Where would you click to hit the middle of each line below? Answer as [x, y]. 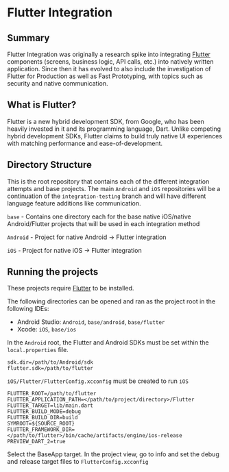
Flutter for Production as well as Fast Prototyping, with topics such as [105, 76]
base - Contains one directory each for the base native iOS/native [99, 216]
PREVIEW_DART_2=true [37, 442]
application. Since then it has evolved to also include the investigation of [109, 69]
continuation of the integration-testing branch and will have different [107, 196]
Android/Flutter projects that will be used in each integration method [104, 223]
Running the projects [53, 272]
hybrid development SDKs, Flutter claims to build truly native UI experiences [115, 136]
